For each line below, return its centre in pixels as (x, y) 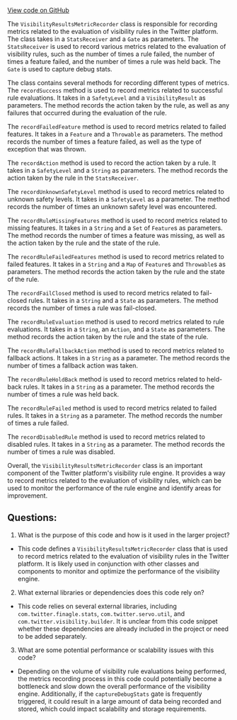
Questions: (32, 518)
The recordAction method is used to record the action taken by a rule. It (112, 163)
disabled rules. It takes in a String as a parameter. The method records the (116, 444)
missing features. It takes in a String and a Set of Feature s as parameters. (115, 228)
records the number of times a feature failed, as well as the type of (104, 142)
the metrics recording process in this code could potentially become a (120, 678)
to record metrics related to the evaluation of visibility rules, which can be (114, 480)
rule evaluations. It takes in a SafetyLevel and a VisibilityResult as (107, 98)
